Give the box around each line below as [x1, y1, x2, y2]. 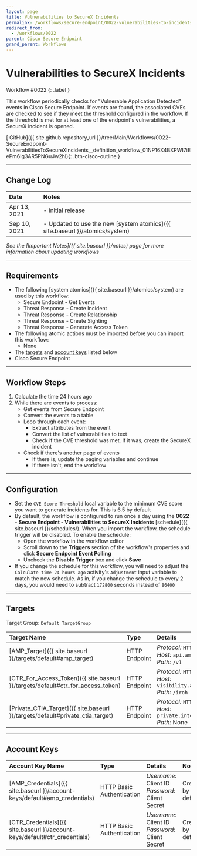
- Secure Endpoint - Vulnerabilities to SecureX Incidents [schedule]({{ [14, 519, 188, 526]
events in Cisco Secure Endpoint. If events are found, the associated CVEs [6, 103, 186, 111]
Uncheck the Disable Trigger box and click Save [23, 556, 142, 563]
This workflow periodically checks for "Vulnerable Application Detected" [6, 98, 182, 105]
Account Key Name [9, 762, 64, 770]
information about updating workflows [6, 248, 100, 255]
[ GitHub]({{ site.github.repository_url [6, 133, 96, 141]
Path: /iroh [157, 688, 188, 696]
